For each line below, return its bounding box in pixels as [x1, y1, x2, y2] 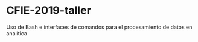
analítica [6, 29, 27, 37]
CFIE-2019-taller [6, 4, 92, 17]
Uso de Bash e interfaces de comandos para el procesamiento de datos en [6, 23, 193, 31]
